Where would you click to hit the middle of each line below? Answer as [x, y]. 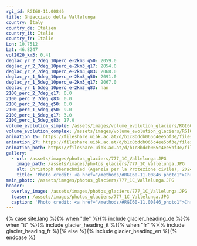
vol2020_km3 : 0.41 [28, 55]
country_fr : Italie [30, 39]
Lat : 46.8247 [22, 50]
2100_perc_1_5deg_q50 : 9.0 [39, 110]
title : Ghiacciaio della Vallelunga [51, 17]
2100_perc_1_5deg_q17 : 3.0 [39, 115]
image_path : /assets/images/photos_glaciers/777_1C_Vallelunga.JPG [101, 164]
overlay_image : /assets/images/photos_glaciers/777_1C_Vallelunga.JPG [99, 191]
